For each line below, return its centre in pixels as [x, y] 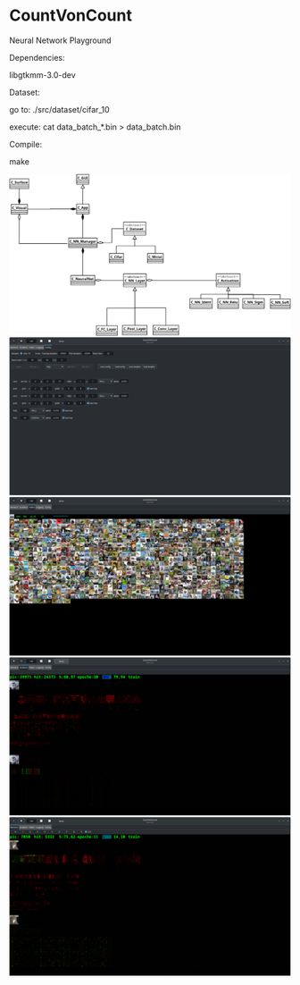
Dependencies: [37, 57]
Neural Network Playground [60, 40]
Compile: [26, 144]
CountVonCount [71, 16]
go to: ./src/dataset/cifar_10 [59, 109]
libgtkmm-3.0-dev [42, 75]
